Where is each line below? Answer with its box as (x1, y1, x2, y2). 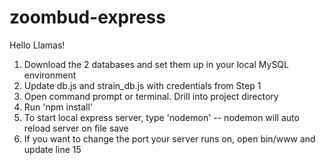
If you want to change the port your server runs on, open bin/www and (23, 132, 316, 145)
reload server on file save (23, 122, 129, 134)
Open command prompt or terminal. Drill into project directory (23, 90, 279, 102)
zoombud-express (9, 6, 166, 29)
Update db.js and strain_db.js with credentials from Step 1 (23, 79, 262, 91)
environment (23, 69, 77, 81)
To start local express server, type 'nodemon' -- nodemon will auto (23, 111, 300, 123)
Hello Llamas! (9, 39, 66, 51)
